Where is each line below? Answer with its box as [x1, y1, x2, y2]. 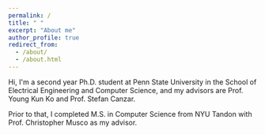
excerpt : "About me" [8, 26, 77, 34]
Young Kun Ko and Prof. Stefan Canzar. [8, 94, 136, 103]
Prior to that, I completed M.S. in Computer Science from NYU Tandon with [8, 109, 252, 118]
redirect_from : [8, 41, 59, 49]
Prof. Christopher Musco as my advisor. [8, 118, 138, 127]
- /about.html [15, 56, 62, 64]
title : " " [8, 19, 44, 27]
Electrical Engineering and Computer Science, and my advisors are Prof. [8, 85, 244, 95]
